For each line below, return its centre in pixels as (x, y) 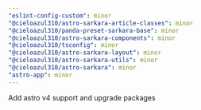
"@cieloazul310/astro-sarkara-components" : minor (92, 38)
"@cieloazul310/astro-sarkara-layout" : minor (85, 53)
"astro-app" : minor (41, 75)
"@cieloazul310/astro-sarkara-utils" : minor (83, 61)
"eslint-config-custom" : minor (60, 16)
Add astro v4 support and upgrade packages (82, 97)
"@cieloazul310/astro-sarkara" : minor (72, 68)
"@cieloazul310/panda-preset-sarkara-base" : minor (94, 30)
